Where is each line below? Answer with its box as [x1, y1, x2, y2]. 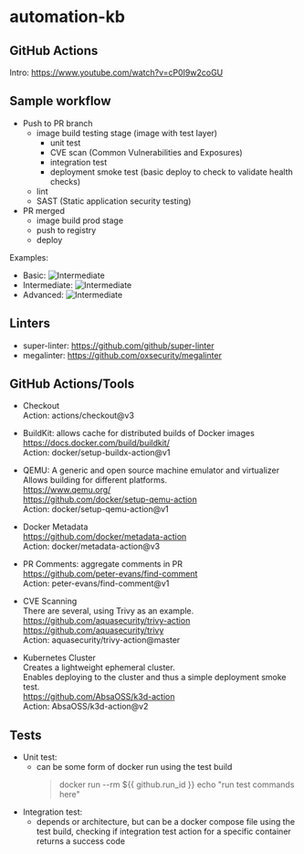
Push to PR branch [22, 117, 93, 129]
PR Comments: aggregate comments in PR [22, 559, 183, 570]
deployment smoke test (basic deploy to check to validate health [49, 166, 294, 177]
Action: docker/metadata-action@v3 [22, 541, 161, 552]
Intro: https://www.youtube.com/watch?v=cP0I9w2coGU [9, 67, 224, 78]
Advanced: [22, 289, 64, 300]
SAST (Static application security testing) [36, 195, 192, 207]
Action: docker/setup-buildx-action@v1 [22, 447, 171, 458]
